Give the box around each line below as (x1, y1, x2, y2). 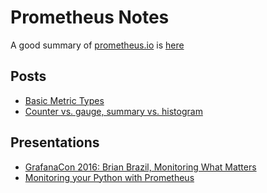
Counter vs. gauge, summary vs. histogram (24, 105, 203, 117)
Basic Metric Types (24, 94, 105, 106)
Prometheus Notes (10, 6, 170, 29)
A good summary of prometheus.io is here (10, 39, 185, 51)
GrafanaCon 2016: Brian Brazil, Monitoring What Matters (24, 161, 257, 173)
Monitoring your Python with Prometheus (24, 171, 195, 183)
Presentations (10, 134, 100, 151)
